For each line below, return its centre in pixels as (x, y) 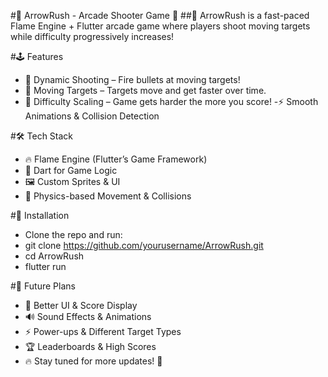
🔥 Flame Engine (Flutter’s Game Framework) (116, 159)
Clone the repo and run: (73, 234)
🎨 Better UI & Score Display (81, 305)
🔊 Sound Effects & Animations (88, 316)
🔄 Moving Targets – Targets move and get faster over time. (145, 90)
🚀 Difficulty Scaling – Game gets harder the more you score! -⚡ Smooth (171, 101)
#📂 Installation (40, 215)
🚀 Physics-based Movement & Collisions (108, 196)
